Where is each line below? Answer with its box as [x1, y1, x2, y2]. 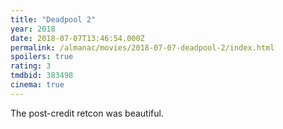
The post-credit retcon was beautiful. [10, 107, 164, 119]
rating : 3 [10, 61, 52, 71]
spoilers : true [10, 52, 74, 62]
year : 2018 [10, 24, 56, 34]
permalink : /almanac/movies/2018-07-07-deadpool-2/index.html [10, 42, 275, 53]
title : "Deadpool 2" [10, 14, 97, 25]
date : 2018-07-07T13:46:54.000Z [10, 33, 145, 43]
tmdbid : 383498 [10, 71, 74, 81]
